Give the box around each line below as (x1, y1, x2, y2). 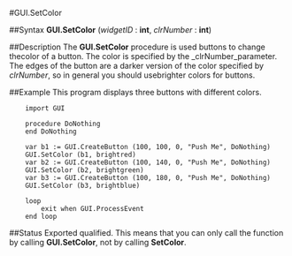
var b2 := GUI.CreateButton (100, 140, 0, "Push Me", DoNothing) (25, 158, 272, 167)
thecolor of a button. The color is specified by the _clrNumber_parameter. (9, 51, 277, 61)
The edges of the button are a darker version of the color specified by (9, 61, 264, 71)
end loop (25, 212, 58, 221)
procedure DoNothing (25, 119, 101, 128)
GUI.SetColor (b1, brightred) (25, 150, 137, 159)
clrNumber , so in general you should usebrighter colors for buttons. (9, 70, 256, 80)
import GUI (25, 104, 65, 113)
